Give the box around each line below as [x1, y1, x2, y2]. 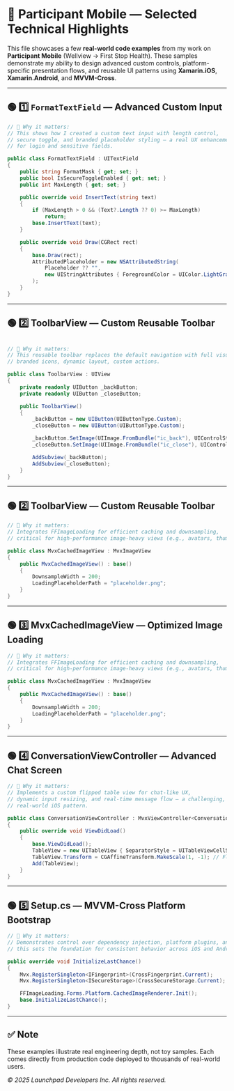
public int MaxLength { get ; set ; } [19, 181, 127, 188]
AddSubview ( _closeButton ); [32, 460, 111, 467]
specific [7, 66, 31, 75]
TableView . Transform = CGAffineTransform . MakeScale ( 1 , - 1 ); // [32, 853, 219, 860]
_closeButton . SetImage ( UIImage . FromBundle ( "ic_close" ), [32, 442, 198, 449]
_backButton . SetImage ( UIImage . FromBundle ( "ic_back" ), [32, 435, 192, 442]
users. [7, 1062, 26, 1070]
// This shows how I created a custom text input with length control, [7, 130, 219, 137]
